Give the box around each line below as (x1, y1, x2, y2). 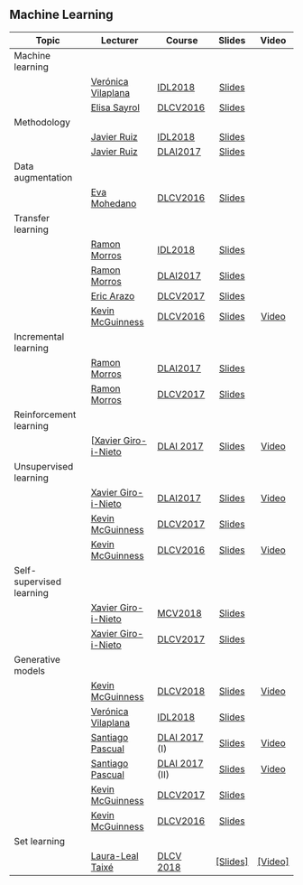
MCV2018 (157, 607, 203, 619)
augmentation (14, 171, 73, 183)
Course (165, 33, 198, 46)
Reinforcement (14, 408, 77, 421)
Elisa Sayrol (90, 101, 140, 114)
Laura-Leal (90, 849, 139, 862)
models (14, 664, 46, 676)
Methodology (14, 116, 70, 128)
